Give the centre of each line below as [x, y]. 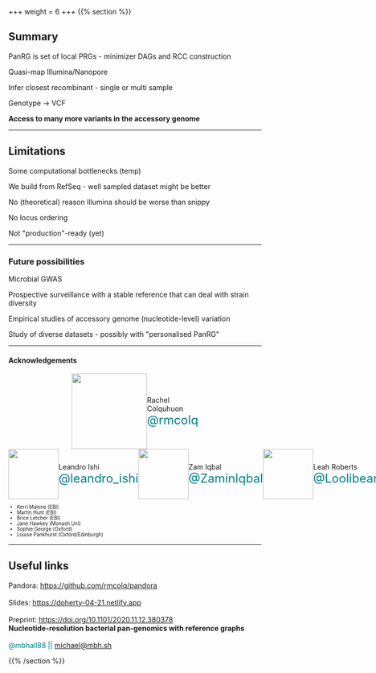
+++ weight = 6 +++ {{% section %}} [70, 12]
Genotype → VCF [37, 103]
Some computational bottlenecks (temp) [75, 170]
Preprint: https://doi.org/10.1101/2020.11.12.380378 [91, 619]
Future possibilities [47, 261]
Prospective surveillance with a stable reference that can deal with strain [129, 294]
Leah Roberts [335, 467]
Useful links [39, 566]
